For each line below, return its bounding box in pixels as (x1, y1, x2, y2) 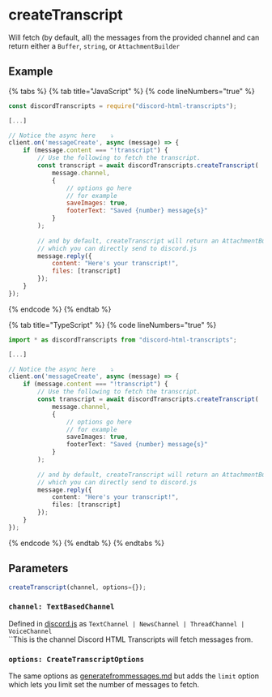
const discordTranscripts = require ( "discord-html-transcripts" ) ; (8, 101, 237, 110)
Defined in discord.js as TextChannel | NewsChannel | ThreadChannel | (8, 618, 245, 628)
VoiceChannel (8, 627, 53, 635)
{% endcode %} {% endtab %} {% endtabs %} (8, 538, 164, 548)
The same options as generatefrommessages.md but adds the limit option (8, 671, 259, 681)
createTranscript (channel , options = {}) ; (8, 583, 147, 592)
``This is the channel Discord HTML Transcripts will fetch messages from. (8, 635, 253, 644)
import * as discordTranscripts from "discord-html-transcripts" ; (8, 335, 237, 344)
